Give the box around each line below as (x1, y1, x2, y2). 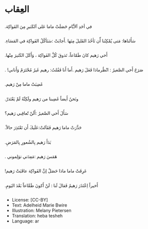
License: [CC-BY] (11, 197, 48, 203)
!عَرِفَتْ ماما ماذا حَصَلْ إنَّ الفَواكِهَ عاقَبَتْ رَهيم (4, 168, 87, 174)
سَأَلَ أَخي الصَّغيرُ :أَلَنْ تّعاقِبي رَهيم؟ (4, 110, 69, 116)
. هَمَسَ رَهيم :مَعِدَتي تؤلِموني (4, 154, 58, 160)
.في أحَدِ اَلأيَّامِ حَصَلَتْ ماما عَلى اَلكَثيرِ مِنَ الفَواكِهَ (4, 23, 92, 29)
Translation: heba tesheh (11, 213, 63, 219)
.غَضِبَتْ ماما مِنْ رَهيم (4, 81, 43, 87)
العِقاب (4, 3, 29, 15)
